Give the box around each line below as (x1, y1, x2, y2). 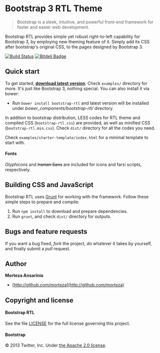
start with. (5, 140, 25, 145)
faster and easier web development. (17, 24, 89, 30)
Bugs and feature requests (5, 228, 88, 236)
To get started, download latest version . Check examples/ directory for (5, 80, 147, 86)
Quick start (5, 68, 40, 76)
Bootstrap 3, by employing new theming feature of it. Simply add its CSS (5, 38, 150, 44)
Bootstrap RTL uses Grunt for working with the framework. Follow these (5, 194, 149, 199)
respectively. (5, 166, 31, 173)
